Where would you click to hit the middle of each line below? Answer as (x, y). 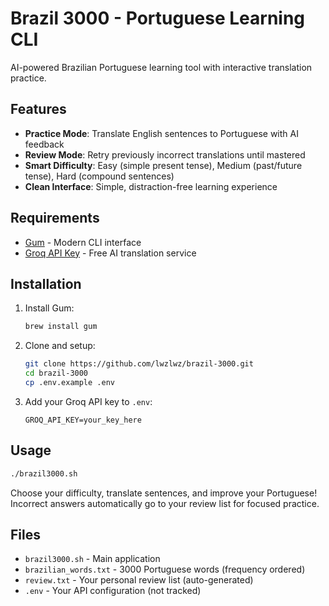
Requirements (55, 218)
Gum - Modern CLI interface (83, 242)
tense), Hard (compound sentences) (99, 176)
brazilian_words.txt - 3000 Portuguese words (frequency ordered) (165, 569)
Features (38, 109)
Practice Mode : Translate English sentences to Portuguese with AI (161, 133)
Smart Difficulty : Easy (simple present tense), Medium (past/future (163, 165)
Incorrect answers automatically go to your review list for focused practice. (165, 503)
